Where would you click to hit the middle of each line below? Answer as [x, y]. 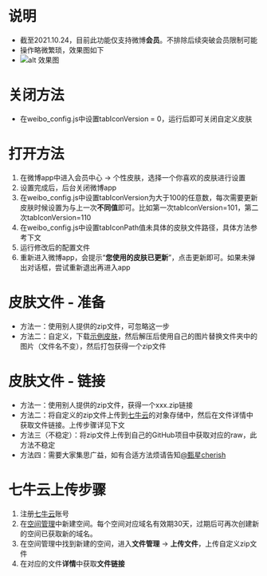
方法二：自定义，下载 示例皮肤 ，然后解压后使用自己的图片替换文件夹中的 [138, 336]
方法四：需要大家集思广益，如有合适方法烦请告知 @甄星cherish [123, 455]
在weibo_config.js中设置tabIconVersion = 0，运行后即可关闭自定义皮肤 [136, 118]
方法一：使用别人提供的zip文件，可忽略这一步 [94, 326]
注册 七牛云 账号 [44, 513]
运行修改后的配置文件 [55, 247]
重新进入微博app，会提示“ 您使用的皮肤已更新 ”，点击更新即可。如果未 [134, 257]
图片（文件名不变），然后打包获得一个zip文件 [93, 346]
